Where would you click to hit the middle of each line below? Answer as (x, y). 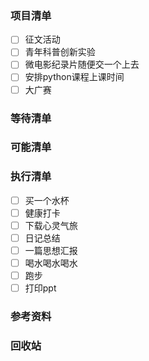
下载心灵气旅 (51, 225)
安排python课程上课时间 (74, 77)
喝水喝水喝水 (51, 263)
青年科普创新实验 (60, 52)
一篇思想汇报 (51, 250)
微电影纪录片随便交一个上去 (82, 64)
